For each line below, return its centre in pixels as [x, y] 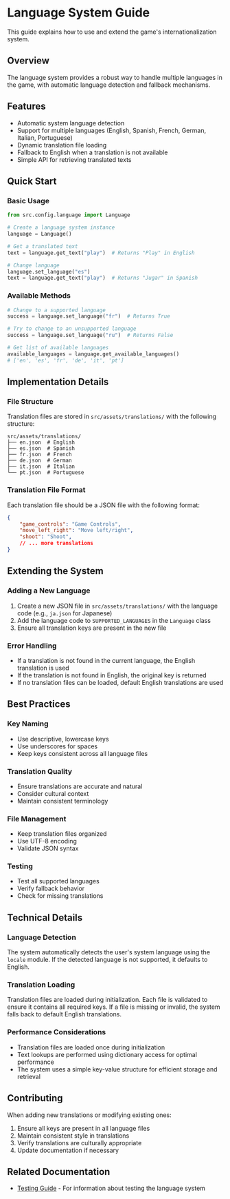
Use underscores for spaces [57, 746]
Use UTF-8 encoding [47, 841]
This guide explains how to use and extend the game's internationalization [112, 32]
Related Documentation [59, 1172]
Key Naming [28, 724]
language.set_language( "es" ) [49, 271]
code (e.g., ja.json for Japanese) [65, 613]
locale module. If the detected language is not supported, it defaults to [107, 960]
